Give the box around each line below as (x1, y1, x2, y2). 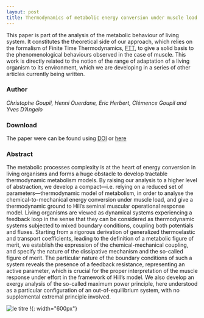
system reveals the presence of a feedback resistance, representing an (6, 261, 185, 268)
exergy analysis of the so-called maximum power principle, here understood (6, 280, 198, 288)
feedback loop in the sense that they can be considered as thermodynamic (6, 216, 195, 223)
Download (6, 121, 38, 129)
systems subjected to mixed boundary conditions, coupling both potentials (6, 222, 194, 229)
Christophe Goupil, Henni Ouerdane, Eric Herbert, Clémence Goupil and (6, 99, 187, 107)
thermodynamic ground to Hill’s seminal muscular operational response (6, 202, 185, 210)
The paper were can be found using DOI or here (6, 135, 127, 142)
